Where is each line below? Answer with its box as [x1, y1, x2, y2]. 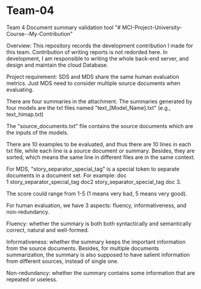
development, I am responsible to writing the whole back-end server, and [6, 55, 189, 62]
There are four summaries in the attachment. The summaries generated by [6, 98, 193, 105]
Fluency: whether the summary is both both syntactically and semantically [6, 220, 192, 227]
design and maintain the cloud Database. [6, 61, 109, 69]
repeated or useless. [6, 276, 58, 283]
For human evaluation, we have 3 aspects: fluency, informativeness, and [6, 202, 186, 209]
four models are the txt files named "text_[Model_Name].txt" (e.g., [6, 104, 171, 111]
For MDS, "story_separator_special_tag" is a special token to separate [6, 165, 180, 172]
